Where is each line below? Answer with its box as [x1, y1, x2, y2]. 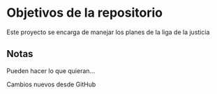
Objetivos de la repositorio [6, 5, 163, 21]
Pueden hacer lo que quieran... [6, 66, 96, 75]
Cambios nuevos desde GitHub [6, 80, 96, 88]
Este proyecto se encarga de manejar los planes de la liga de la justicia [6, 28, 210, 36]
